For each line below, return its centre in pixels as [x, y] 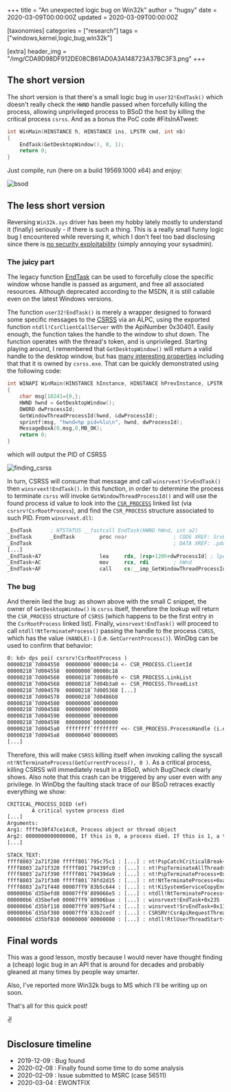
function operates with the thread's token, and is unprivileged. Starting [107, 341]
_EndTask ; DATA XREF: [109, 543]
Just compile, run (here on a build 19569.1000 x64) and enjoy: [95, 170]
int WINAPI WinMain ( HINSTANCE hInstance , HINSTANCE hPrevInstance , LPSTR [115, 384]
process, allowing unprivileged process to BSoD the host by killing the [106, 111]
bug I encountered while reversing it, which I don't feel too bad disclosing [111, 237]
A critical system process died [78, 811]
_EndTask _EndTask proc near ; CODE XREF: [109, 537]
